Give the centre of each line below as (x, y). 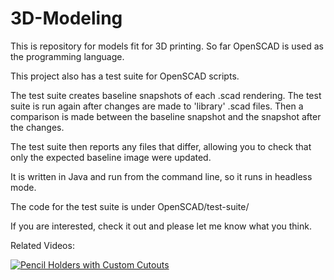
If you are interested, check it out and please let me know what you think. (161, 226)
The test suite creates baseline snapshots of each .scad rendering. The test (166, 95)
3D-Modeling (66, 18)
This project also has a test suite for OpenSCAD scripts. (125, 76)
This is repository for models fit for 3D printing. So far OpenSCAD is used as (167, 46)
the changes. (37, 127)
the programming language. (67, 56)
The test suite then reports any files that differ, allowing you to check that (161, 146)
